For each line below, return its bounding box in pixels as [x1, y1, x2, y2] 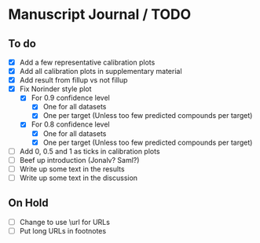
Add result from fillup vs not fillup [19, 75, 128, 85]
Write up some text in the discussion [19, 173, 138, 182]
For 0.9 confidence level [31, 93, 110, 103]
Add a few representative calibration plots [19, 57, 156, 67]
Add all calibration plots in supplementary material [19, 67, 182, 76]
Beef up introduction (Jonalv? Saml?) [19, 155, 140, 164]
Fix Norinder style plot [19, 84, 92, 94]
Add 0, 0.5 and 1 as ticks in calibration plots [19, 146, 160, 156]
